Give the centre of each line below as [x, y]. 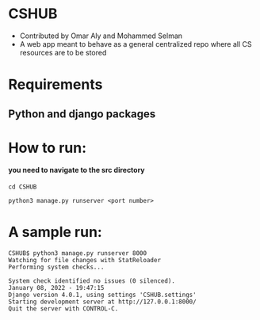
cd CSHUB [23, 187]
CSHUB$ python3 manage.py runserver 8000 [78, 253]
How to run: [48, 148]
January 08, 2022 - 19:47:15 [56, 288]
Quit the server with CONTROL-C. [63, 309]
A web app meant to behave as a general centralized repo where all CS [136, 44]
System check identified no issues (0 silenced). [92, 281]
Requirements [55, 85]
